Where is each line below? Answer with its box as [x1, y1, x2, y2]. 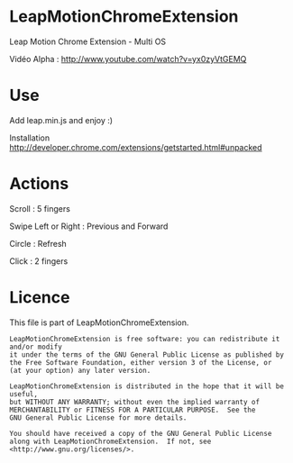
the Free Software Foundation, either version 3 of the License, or [9, 358, 272, 367]
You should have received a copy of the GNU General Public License [9, 429, 272, 438]
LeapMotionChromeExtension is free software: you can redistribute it [9, 334, 280, 343]
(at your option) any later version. [9, 366, 151, 375]
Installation [9, 132, 50, 143]
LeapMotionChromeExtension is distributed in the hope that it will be [9, 381, 284, 391]
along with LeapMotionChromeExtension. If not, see [9, 437, 212, 446]
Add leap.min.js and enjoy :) [9, 114, 114, 125]
